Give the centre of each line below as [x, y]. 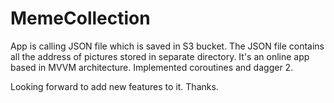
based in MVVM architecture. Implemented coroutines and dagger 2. [152, 67]
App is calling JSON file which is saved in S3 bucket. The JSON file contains [167, 46]
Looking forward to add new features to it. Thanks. [114, 86]
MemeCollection [80, 18]
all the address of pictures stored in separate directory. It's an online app [160, 56]
